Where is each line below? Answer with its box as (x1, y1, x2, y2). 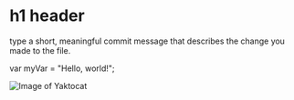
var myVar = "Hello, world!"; (9, 63, 116, 74)
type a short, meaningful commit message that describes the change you (9, 35, 286, 46)
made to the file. (9, 45, 71, 55)
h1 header (9, 5, 85, 26)
